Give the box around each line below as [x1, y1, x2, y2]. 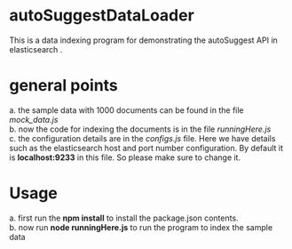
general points [9, 76, 118, 96]
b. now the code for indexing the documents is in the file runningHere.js [9, 124, 272, 134]
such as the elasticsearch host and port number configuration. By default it [9, 142, 284, 153]
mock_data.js [9, 114, 59, 124]
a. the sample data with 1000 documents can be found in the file [9, 104, 244, 116]
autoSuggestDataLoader [9, 5, 195, 26]
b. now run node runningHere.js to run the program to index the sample [9, 221, 273, 232]
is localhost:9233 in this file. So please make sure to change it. [9, 152, 241, 163]
